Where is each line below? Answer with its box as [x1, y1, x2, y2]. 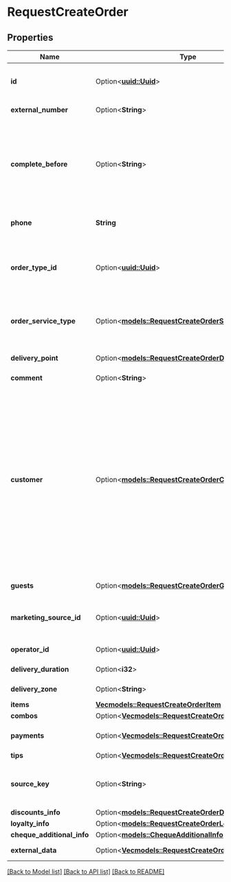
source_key [10, 779, 49, 788]
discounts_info [10, 808, 60, 817]
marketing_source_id [10, 613, 81, 622]
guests [10, 581, 34, 590]
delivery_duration [10, 665, 69, 674]
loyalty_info [10, 819, 49, 828]
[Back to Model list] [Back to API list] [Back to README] [7, 868, 165, 876]
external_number [10, 105, 69, 114]
